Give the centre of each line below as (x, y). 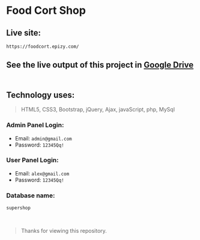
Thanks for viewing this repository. (64, 231)
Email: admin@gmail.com (43, 138)
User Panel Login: (32, 160)
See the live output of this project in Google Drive (100, 65)
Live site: (23, 33)
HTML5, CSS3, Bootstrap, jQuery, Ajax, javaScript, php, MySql (98, 110)
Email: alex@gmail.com (42, 173)
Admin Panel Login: (35, 125)
